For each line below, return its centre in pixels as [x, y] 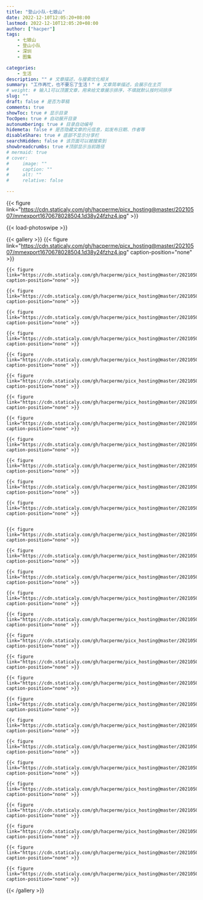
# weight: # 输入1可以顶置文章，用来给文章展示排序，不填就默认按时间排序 [89, 91]
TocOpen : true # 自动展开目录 [41, 119]
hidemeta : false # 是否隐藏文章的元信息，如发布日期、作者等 [76, 130]
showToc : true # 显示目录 [37, 113]
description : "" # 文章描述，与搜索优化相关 [58, 79]
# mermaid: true [27, 152]
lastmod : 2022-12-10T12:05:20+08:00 [52, 23]
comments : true [25, 107]
